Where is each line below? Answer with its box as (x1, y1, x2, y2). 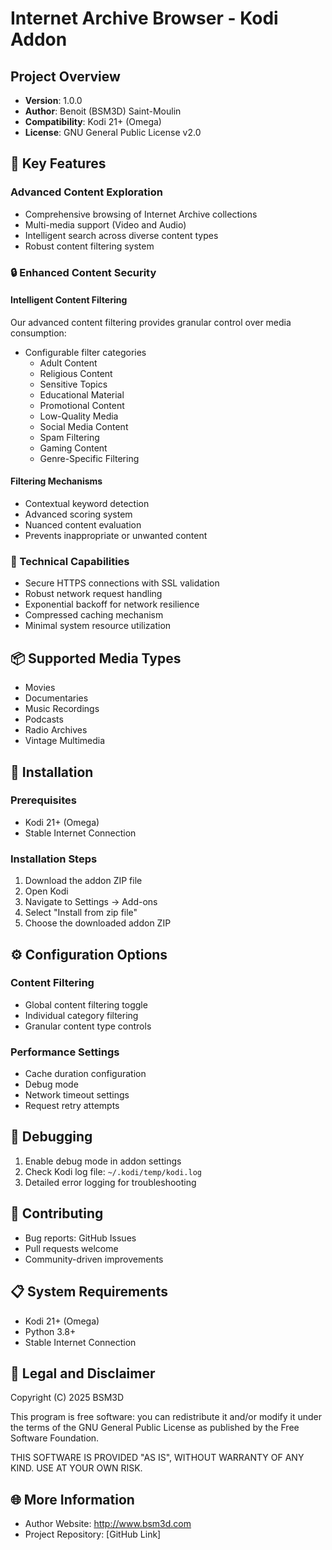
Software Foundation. (10, 1432, 100, 1444)
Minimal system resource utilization (24, 620, 172, 632)
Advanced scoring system (24, 508, 133, 521)
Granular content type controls (24, 1020, 152, 1032)
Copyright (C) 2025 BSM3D (10, 1392, 125, 1404)
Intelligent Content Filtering (10, 294, 128, 306)
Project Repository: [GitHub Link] (24, 1528, 162, 1541)
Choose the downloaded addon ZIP (24, 917, 172, 929)
